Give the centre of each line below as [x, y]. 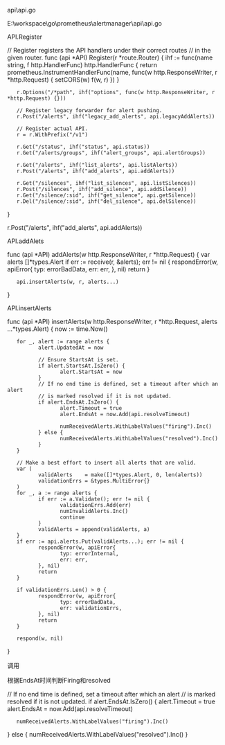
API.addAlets [26, 241]
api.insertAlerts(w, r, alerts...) [67, 282]
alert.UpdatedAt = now [71, 348]
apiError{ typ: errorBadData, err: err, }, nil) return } [79, 269]
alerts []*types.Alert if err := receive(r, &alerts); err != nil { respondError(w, [113, 262]
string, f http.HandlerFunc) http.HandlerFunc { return [82, 65]
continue [72, 517]
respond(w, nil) [40, 638]
